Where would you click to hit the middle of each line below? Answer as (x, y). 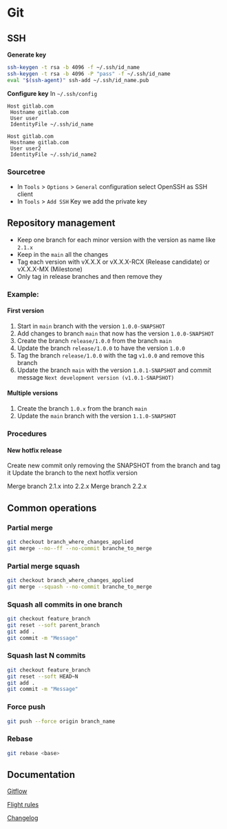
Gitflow (17, 791)
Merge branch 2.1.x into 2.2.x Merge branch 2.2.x (77, 486)
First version (26, 311)
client (25, 194)
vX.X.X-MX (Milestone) (50, 269)
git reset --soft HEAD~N (43, 676)
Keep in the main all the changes (63, 254)
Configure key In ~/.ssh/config (52, 93)
